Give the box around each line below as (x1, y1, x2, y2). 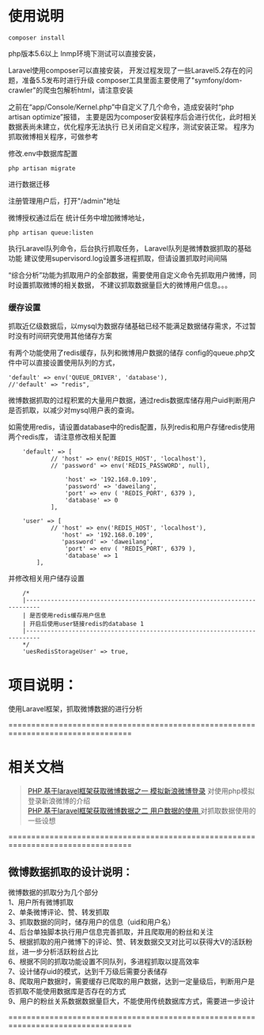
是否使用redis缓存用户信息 (28, 612, 107, 620)
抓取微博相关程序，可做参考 (8, 131, 99, 141)
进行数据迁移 (8, 179, 50, 188)
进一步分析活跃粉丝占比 (21, 946, 99, 956)
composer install (8, 33, 66, 42)
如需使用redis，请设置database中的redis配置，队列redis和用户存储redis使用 (8, 423, 255, 432)
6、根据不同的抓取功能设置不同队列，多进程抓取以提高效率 (8, 957, 200, 966)
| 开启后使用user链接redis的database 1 (22, 620, 145, 628)
